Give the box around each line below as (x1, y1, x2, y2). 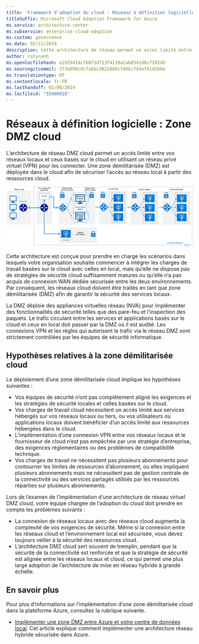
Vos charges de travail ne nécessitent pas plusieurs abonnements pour (14, 456, 188, 464)
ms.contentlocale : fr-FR (6, 78, 68, 84)
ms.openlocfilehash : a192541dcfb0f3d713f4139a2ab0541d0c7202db (6, 59, 166, 65)
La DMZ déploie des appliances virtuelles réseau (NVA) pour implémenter (6, 302, 186, 309)
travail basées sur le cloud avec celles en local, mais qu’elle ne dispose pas (6, 265, 190, 272)
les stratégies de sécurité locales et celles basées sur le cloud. (14, 399, 168, 407)
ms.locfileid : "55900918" (6, 91, 70, 97)
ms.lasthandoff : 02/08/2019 (6, 85, 76, 91)
